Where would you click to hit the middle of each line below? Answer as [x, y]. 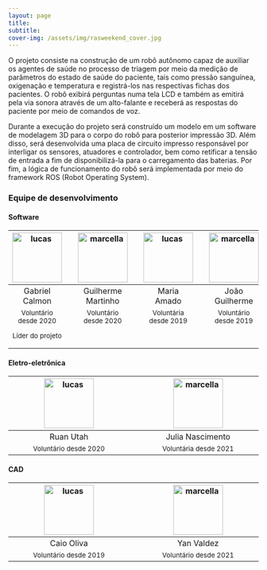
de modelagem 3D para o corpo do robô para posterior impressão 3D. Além [132, 135]
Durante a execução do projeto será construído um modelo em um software [132, 127]
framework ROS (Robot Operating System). [79, 178]
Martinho [103, 301]
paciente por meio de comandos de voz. [74, 111]
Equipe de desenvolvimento [63, 198]
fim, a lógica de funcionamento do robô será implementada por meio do [126, 169]
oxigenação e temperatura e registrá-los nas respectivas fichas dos [119, 86]
